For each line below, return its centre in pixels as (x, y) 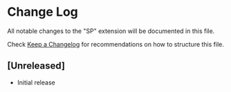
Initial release (36, 82)
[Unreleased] (36, 66)
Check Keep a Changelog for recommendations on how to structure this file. (116, 44)
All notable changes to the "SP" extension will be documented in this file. (111, 31)
